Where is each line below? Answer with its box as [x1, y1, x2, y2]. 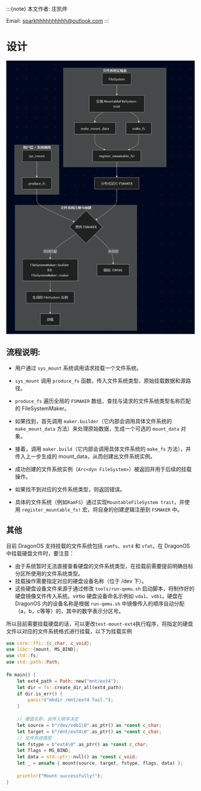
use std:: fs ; [6, 653, 39, 659]
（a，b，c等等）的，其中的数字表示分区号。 [14, 607, 124, 614]
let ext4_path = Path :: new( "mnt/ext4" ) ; [17, 678, 119, 684]
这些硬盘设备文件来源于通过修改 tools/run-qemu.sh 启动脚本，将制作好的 [14, 585, 195, 592]
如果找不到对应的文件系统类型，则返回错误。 [14, 485, 126, 493]
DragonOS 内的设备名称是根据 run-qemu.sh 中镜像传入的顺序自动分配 [14, 600, 185, 607]
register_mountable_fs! [22, 507, 81, 513]
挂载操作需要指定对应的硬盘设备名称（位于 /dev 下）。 [14, 577, 148, 584]
